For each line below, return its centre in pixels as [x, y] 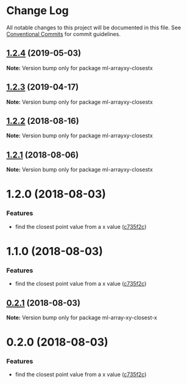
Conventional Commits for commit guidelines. [63, 34]
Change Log [37, 11]
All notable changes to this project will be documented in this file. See [94, 27]
